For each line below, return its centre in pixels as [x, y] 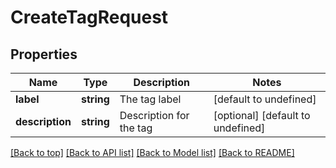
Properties [44, 54]
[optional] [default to [262, 115]
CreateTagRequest [89, 17]
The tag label [150, 99]
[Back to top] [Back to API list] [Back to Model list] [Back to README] [152, 152]
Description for [154, 115]
